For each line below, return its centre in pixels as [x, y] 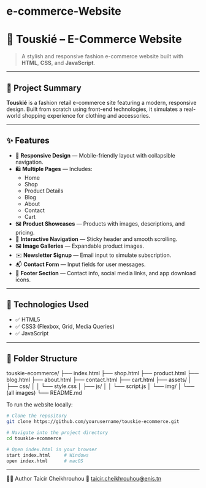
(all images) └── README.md [44, 393]
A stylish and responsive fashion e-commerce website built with [102, 56]
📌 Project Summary [44, 88]
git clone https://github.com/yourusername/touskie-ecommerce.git [93, 422]
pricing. [25, 232]
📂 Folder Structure [42, 358]
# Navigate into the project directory [57, 433]
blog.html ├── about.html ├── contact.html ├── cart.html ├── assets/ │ [99, 380]
